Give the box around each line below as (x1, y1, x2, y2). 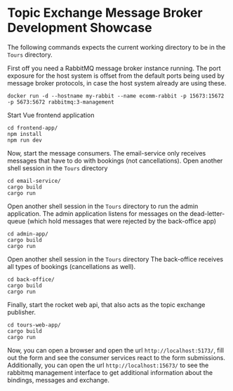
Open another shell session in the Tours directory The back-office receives (7, 254, 223, 263)
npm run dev (7, 137, 42, 144)
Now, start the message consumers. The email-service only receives (7, 149, 206, 157)
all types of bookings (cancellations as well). (7, 262, 135, 270)
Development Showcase (7, 20, 152, 36)
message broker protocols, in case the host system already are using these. (7, 78, 227, 87)
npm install (7, 130, 42, 137)
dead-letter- (189, 209, 225, 218)
